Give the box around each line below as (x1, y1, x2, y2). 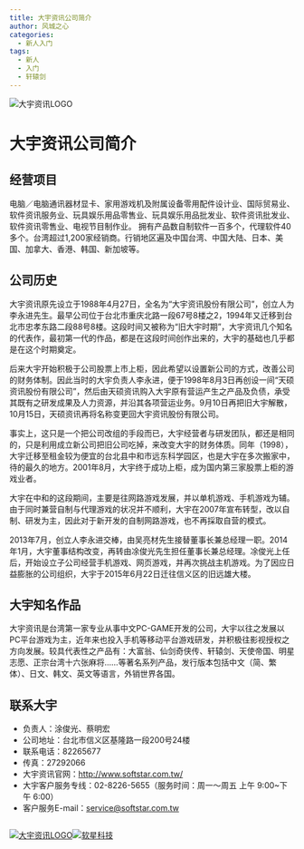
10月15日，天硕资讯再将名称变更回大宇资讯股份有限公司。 (9, 408, 224, 419)
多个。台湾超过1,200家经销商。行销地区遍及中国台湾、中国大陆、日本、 (9, 232, 276, 243)
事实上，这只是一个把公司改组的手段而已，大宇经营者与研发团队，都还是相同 (9, 427, 295, 438)
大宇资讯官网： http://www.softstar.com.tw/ (22, 768, 184, 780)
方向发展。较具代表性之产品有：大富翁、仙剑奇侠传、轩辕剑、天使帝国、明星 (9, 646, 295, 657)
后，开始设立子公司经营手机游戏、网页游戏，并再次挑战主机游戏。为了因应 (9, 557, 287, 568)
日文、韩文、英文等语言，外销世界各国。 (28, 668, 180, 679)
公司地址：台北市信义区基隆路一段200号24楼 (22, 735, 191, 746)
